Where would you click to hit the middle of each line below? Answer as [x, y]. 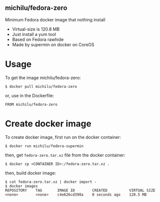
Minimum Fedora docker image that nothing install [55, 19]
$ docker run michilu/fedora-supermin [44, 146]
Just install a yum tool [34, 34]
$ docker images [21, 186]
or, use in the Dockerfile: [30, 95]
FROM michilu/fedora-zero [31, 104]
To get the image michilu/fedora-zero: [43, 78]
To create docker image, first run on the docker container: [63, 137]
